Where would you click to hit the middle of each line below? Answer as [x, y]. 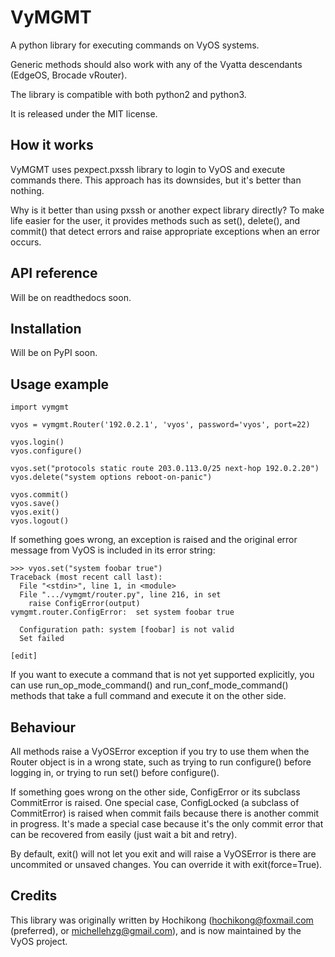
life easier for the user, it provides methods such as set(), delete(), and [155, 220]
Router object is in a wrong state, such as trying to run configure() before [161, 762]
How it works [52, 145]
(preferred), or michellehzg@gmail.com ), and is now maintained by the [156, 930]
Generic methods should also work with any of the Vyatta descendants [156, 64]
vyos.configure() [46, 451]
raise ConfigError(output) [84, 604]
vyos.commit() [40, 495]
